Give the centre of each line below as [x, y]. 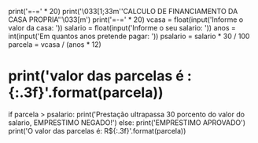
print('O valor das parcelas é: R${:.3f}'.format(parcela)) [97, 130]
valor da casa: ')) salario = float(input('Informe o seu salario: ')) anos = [122, 28]
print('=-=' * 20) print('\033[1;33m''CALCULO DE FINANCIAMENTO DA [123, 11]
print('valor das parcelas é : [100, 76]
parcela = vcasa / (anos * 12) [55, 45]
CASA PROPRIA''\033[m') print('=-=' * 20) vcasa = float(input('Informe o [126, 20]
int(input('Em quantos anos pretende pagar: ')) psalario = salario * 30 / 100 [129, 36]
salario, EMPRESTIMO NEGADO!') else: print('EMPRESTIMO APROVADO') [127, 122]
